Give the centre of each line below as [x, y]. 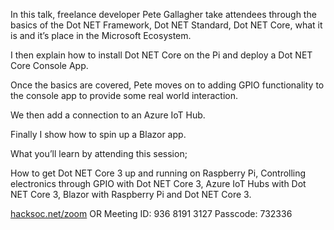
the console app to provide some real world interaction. [124, 95]
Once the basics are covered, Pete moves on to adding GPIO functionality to [167, 85]
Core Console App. [49, 65]
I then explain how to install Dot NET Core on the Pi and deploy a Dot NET [161, 55]
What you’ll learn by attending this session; [99, 153]
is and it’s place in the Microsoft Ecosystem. [101, 35]
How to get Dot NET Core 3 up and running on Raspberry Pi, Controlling [158, 173]
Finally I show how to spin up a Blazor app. [98, 134]
